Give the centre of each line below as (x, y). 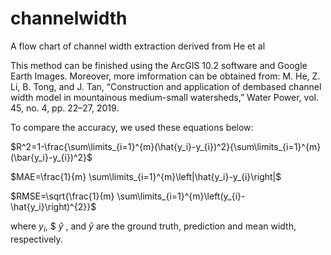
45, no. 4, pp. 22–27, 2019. (65, 108)
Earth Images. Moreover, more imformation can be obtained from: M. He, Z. (165, 76)
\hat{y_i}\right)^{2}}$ (53, 206)
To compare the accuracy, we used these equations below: (132, 127)
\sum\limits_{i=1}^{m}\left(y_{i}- (181, 196)
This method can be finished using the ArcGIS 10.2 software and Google (159, 65)
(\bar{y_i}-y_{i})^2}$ (51, 157)
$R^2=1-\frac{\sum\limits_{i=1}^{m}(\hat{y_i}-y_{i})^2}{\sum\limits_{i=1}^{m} (166, 146)
